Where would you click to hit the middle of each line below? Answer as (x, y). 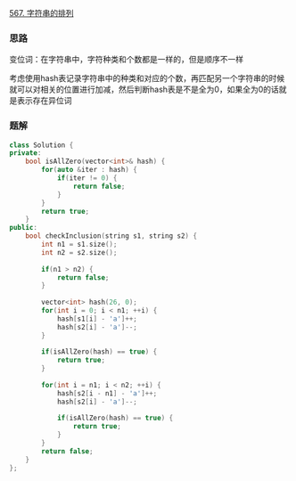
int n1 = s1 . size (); (79, 245)
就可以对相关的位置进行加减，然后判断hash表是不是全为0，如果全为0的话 (144, 90)
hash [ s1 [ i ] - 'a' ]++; (97, 319)
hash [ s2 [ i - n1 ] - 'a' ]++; (107, 393)
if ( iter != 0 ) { (87, 178)
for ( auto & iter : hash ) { (90, 170)
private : (25, 153)
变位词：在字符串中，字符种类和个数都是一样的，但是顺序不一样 (126, 60)
